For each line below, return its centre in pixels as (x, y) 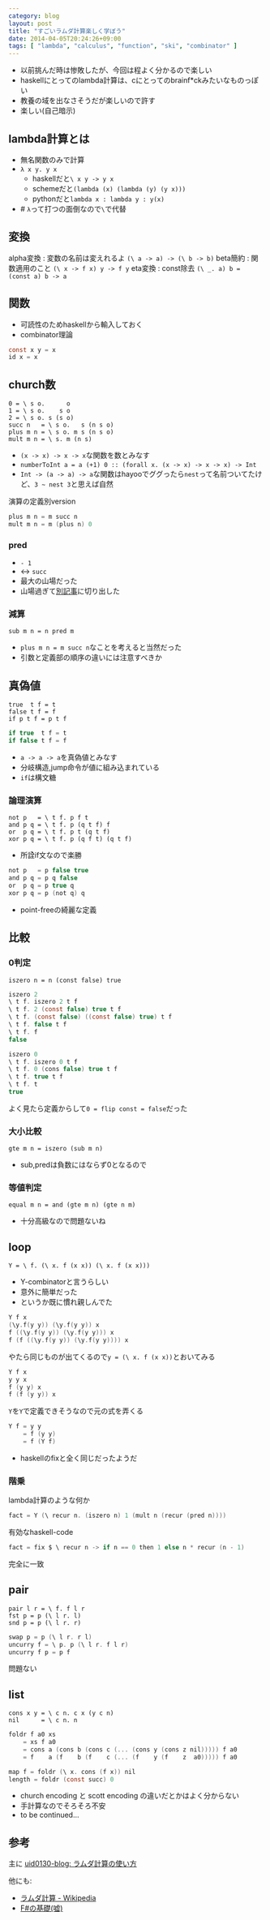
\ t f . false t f (38, 1025)
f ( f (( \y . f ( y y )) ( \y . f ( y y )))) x (69, 1340)
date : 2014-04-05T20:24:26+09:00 (65, 39)
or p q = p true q (41, 886)
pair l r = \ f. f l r (47, 1609)
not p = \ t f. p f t (49, 818)
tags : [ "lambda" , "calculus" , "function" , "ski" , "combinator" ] (123, 46)
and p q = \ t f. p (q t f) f (60, 825)
